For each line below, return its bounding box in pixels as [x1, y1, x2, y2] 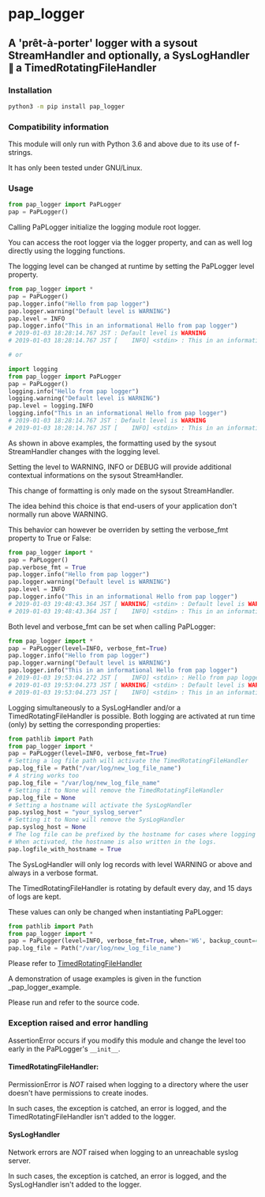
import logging [8, 365, 58, 373]
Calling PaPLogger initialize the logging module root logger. [8, 222, 201, 232]
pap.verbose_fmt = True [8, 563, 87, 571]
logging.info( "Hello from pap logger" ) [8, 387, 140, 396]
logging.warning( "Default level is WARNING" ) [8, 395, 160, 403]
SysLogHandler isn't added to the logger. [8, 1180, 142, 1189]
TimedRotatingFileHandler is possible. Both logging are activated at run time [8, 711, 256, 721]
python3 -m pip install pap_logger [8, 102, 125, 111]
